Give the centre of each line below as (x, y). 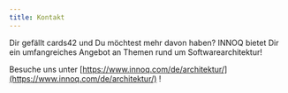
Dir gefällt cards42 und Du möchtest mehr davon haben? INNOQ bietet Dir (144, 43)
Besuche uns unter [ (46, 69)
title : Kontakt (37, 17)
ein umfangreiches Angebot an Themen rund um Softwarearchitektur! (136, 52)
